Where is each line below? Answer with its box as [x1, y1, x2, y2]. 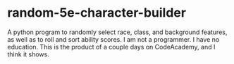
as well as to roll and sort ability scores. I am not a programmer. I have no [7, 35, 220, 43]
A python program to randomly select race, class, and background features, [7, 28, 228, 36]
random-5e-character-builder [7, 5, 187, 21]
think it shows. [7, 50, 49, 58]
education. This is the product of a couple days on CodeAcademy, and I [7, 42, 216, 51]
